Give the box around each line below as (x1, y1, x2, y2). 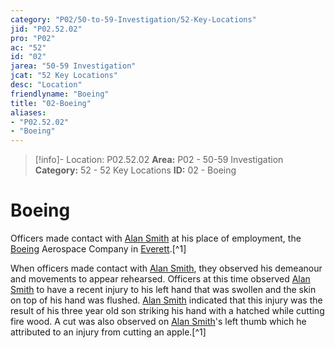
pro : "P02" (10, 33, 56, 43)
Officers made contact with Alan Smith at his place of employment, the (10, 232, 302, 245)
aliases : (10, 107, 47, 118)
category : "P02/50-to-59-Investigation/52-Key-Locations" (10, 14, 257, 25)
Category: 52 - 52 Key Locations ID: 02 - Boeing (34, 164, 237, 176)
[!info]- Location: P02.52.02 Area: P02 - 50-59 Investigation (34, 154, 284, 166)
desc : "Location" (10, 80, 83, 90)
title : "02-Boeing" (10, 98, 92, 108)
